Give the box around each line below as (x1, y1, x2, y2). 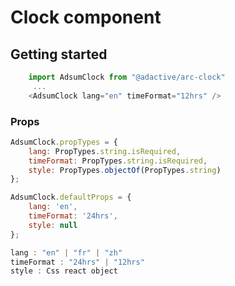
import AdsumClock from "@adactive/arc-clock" (28, 72, 226, 82)
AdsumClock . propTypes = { (10, 137, 118, 147)
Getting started (10, 46, 108, 63)
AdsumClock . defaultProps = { (10, 192, 132, 203)
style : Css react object (10, 266, 118, 276)
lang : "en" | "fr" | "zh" (10, 247, 123, 258)
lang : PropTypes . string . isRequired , (28, 146, 182, 156)
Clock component (10, 6, 162, 29)
